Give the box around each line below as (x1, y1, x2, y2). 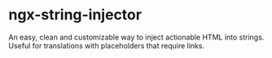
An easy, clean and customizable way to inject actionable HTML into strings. (8, 32, 265, 42)
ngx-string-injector (8, 6, 143, 24)
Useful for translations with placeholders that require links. (8, 40, 205, 50)
